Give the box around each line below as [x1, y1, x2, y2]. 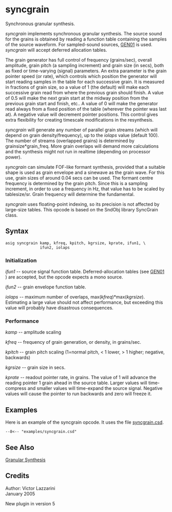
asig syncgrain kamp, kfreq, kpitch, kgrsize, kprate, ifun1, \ [5, 240, 146, 246]
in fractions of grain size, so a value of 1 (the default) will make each [5, 84, 149, 90]
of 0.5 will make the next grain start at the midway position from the [5, 95, 148, 101]
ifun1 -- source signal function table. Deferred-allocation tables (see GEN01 [5, 268, 165, 275]
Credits [5, 471, 30, 480]
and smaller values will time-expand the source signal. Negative [27, 385, 163, 391]
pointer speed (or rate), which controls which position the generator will [5, 73, 157, 79]
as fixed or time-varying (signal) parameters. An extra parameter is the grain [5, 68, 167, 74]
